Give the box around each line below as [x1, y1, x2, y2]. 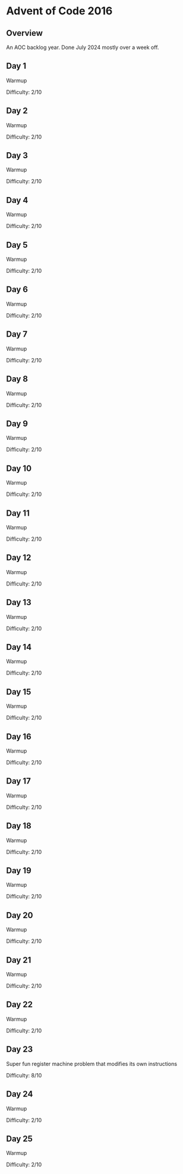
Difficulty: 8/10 [6, 1071, 42, 1079]
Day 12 [6, 553, 31, 563]
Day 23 [6, 1044, 33, 1055]
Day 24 [6, 1089, 33, 1099]
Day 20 [6, 910, 34, 920]
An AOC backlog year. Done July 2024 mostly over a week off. [6, 44, 159, 51]
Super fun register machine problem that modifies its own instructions [6, 1060, 177, 1067]
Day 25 [6, 1133, 33, 1144]
